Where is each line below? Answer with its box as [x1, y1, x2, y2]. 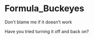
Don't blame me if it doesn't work [4, 19, 72, 25]
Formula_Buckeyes [4, 3, 85, 14]
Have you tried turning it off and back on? [4, 28, 89, 34]
